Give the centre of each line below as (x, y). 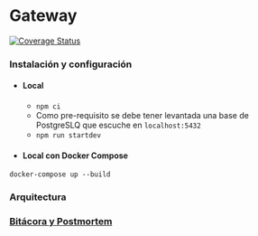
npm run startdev (69, 136)
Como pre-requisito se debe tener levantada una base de (143, 116)
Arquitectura (38, 197)
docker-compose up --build (60, 175)
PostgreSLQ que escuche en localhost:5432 (118, 125)
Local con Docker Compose (75, 156)
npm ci (48, 107)
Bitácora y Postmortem (61, 222)
